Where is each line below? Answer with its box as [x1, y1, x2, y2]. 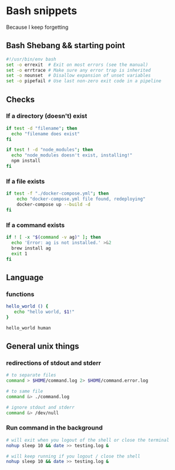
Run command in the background [6, 424, 103, 432]
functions [6, 290, 35, 298]
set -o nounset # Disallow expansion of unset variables [6, 72, 151, 79]
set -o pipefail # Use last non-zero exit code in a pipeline [6, 78, 161, 84]
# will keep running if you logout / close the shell [6, 453, 141, 459]
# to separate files [6, 372, 57, 378]
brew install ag [11, 245, 51, 251]
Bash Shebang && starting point [6, 41, 125, 51]
